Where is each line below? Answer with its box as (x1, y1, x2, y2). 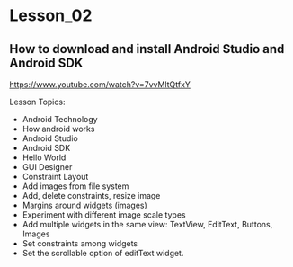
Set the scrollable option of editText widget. (22, 248, 184, 258)
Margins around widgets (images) (22, 200, 148, 210)
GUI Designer (22, 162, 73, 172)
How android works (22, 123, 95, 134)
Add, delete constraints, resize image (22, 191, 161, 200)
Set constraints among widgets (22, 238, 138, 248)
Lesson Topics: (9, 96, 66, 107)
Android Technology (22, 114, 98, 124)
